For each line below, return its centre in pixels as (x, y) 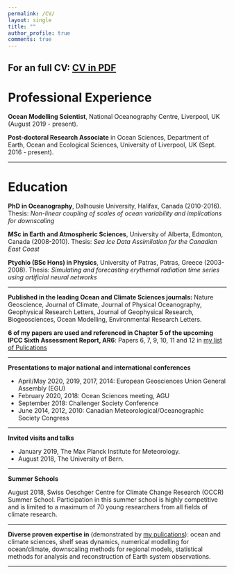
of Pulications (27, 347)
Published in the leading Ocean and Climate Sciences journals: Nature (111, 297)
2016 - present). (31, 152)
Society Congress (43, 418)
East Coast (24, 249)
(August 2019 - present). (43, 124)
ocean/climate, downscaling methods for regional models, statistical (106, 549)
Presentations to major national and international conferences (99, 368)
